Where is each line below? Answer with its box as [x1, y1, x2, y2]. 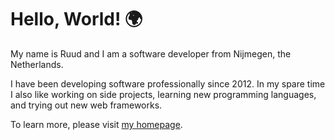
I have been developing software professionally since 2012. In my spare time [10, 77, 326, 90]
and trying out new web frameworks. [10, 99, 163, 111]
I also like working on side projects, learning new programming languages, [10, 88, 317, 100]
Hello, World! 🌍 [10, 8, 143, 31]
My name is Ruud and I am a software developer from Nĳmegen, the [10, 47, 292, 60]
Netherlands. [10, 58, 64, 70]
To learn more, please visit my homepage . [10, 118, 183, 130]
